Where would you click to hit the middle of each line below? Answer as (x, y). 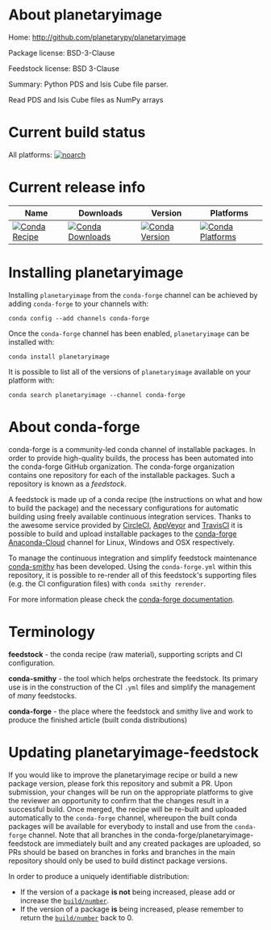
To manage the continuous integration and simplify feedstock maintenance (133, 558)
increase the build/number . (65, 900)
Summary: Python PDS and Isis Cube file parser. (88, 84)
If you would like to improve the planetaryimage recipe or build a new (123, 775)
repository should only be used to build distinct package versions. (118, 861)
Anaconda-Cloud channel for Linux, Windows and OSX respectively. (122, 542)
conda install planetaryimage (59, 357)
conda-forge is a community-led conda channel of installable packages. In (132, 449)
